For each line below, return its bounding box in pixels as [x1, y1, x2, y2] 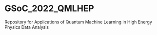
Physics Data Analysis [4, 24, 49, 30]
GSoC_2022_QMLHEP [4, 3, 95, 14]
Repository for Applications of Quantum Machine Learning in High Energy [4, 19, 152, 25]
